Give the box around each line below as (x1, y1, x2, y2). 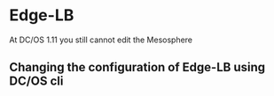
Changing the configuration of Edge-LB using (9, 60, 266, 75)
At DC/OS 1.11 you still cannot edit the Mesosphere (9, 34, 193, 45)
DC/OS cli (9, 74, 64, 89)
